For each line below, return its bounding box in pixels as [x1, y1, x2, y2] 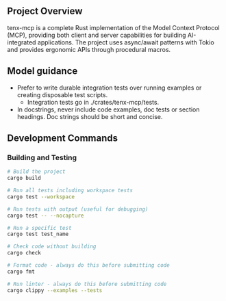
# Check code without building [7, 243, 97, 250]
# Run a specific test [7, 224, 72, 231]
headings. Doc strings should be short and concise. [16, 112, 163, 120]
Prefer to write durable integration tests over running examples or [16, 83, 202, 92]
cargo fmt [7, 268, 36, 275]
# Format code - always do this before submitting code [7, 262, 170, 269]
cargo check [7, 250, 41, 257]
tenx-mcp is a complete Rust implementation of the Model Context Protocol [7, 23, 221, 31]
